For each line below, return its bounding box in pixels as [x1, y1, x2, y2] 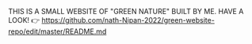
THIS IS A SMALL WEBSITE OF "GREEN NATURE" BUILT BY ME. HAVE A [8, 7, 244, 16]
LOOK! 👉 [8, 16, 40, 24]
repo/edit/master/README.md [8, 27, 107, 36]
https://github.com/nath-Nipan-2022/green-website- [41, 16, 216, 24]
